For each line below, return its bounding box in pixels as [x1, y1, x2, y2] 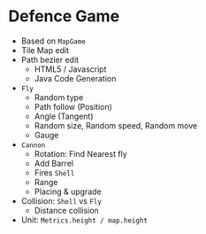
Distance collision [34, 205, 99, 215]
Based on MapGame [20, 35, 86, 46]
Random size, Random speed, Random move [34, 120, 198, 130]
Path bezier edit [20, 54, 80, 65]
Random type [34, 91, 84, 103]
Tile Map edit [20, 44, 70, 55]
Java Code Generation [34, 73, 117, 83]
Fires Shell [34, 167, 75, 178]
